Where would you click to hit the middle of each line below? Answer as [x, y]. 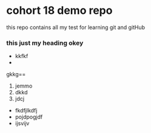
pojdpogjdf [29, 117]
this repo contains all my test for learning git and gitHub [76, 27]
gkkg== [16, 74]
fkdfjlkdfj [26, 111]
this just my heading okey [45, 43]
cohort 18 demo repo [59, 11]
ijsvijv [22, 123]
